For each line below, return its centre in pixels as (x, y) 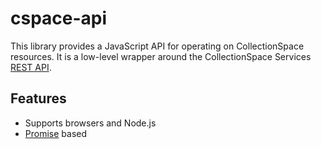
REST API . (31, 67)
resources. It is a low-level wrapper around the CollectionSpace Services (161, 56)
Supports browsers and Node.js (90, 123)
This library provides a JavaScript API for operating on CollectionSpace (157, 46)
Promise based (56, 133)
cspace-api (59, 18)
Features (38, 98)
